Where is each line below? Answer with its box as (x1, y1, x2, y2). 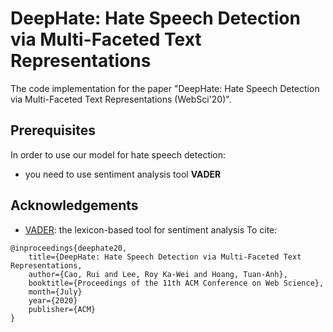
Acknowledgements (10, 197, 139, 214)
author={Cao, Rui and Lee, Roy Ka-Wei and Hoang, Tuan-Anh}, (28, 269, 288, 279)
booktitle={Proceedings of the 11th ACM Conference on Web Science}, (28, 278, 325, 288)
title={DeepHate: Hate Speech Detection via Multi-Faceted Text (28, 252, 302, 262)
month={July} (28, 287, 83, 297)
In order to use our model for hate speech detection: (10, 148, 227, 161)
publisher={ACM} (28, 304, 97, 314)
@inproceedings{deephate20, (10, 243, 128, 253)
